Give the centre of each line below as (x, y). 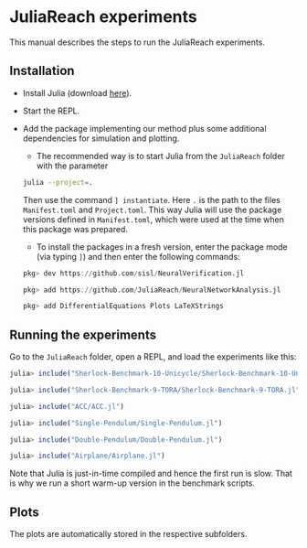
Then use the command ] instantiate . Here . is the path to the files (151, 199)
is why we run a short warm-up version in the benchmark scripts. (132, 483)
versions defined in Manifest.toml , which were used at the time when (153, 219)
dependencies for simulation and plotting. (101, 138)
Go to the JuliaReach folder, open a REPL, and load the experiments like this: (153, 357)
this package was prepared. (75, 229)
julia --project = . (58, 182)
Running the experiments (83, 334)
